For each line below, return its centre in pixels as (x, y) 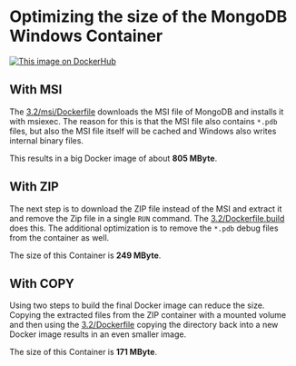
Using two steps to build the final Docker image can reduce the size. (137, 305)
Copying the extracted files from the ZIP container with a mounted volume (148, 315)
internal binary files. (47, 140)
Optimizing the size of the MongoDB (148, 17)
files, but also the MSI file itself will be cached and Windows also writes (143, 131)
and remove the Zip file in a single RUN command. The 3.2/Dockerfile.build (147, 218)
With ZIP (34, 187)
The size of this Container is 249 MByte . (85, 255)
